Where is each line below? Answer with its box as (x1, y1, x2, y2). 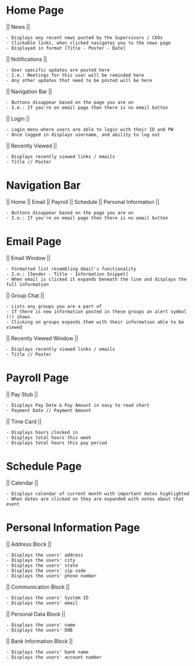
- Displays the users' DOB (6, 627, 73, 633)
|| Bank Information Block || (6, 637, 73, 645)
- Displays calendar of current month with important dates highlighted (6, 491, 190, 497)
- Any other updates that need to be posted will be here (6, 77, 152, 83)
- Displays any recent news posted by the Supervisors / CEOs (6, 34, 163, 40)
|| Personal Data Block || (6, 610, 66, 617)
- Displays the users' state (6, 563, 78, 568)
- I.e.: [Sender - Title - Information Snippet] (6, 271, 129, 277)
